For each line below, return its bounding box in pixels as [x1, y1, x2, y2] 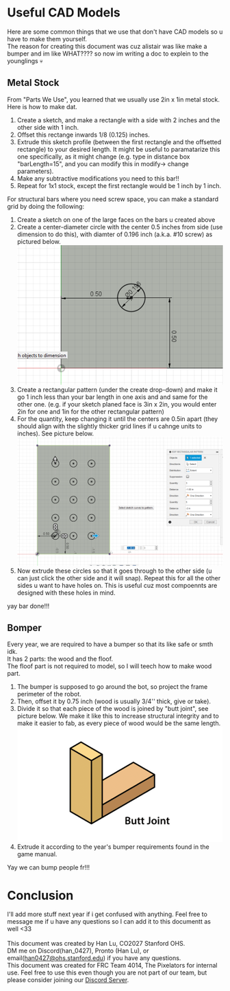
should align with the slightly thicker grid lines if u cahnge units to [16, 422, 202, 430]
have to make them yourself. [7, 34, 88, 43]
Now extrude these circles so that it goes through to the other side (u [16, 567, 212, 575]
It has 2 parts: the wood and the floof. [7, 654, 114, 663]
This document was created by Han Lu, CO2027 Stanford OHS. [7, 939, 186, 948]
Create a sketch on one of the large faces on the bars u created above [16, 215, 216, 224]
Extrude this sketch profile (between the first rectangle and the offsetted [16, 137, 222, 146]
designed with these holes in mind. [16, 589, 116, 597]
